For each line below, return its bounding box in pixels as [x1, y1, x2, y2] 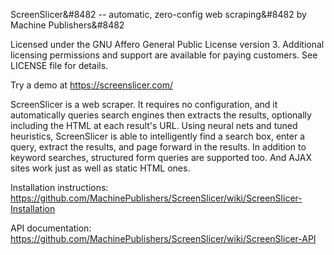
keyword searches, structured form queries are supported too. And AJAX [10, 152, 312, 163]
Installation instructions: [10, 182, 109, 193]
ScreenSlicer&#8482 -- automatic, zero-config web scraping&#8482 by [10, 9, 307, 20]
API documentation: [10, 222, 92, 234]
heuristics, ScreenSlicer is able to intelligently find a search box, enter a [10, 130, 306, 142]
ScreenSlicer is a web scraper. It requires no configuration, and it [10, 99, 278, 110]
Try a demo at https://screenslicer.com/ [10, 79, 174, 91]
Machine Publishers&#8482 [10, 19, 125, 31]
